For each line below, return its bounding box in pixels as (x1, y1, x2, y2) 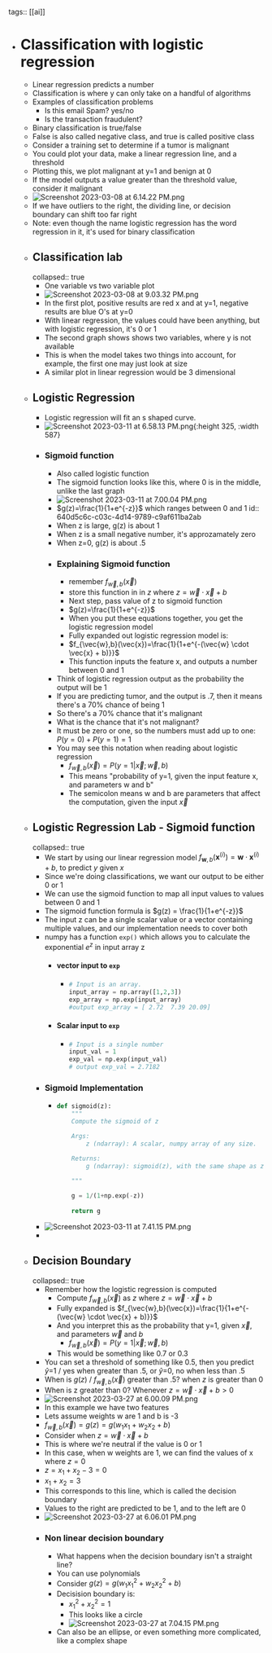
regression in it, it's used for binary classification (32, 226, 196, 236)
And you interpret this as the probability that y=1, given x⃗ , (56, 1321, 253, 1330)
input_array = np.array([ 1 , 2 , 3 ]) (68, 987, 182, 996)
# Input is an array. (68, 980, 142, 988)
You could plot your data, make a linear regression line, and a (32, 148, 237, 158)
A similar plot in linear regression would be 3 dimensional (44, 367, 235, 377)
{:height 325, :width (193, 421, 259, 431)
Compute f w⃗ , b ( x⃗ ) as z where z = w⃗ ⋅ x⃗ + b (56, 1293, 213, 1304)
